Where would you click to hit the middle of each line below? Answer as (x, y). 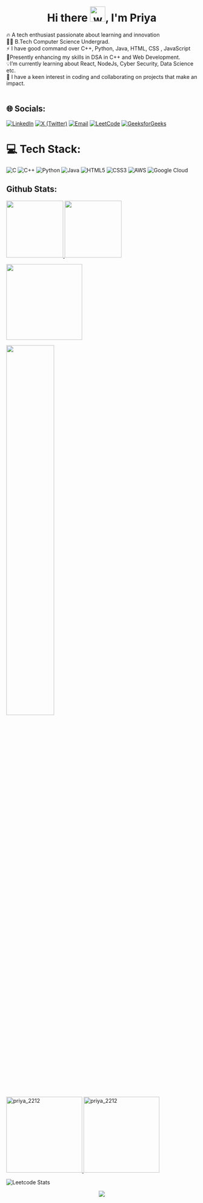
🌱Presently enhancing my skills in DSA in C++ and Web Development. (93, 57)
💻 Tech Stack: (44, 149)
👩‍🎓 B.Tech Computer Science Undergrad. (58, 41)
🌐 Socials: (26, 109)
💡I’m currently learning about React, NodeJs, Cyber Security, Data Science (100, 63)
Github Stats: (32, 189)
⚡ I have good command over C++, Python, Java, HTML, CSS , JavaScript (98, 48)
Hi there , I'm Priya (102, 18)
